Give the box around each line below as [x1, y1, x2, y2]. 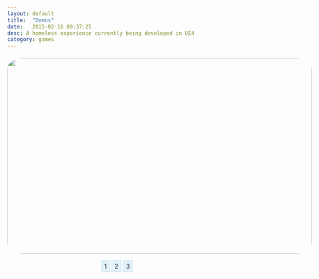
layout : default [7, 10, 54, 17]
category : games [7, 36, 54, 43]
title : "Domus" [7, 17, 54, 24]
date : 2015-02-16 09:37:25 [7, 23, 92, 30]
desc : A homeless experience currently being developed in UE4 [7, 29, 195, 37]
